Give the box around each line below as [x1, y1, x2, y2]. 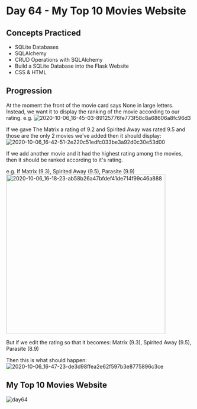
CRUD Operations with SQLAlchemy [14, 56, 103, 63]
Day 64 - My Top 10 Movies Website [6, 4, 186, 18]
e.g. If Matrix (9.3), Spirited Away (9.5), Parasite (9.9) [6, 167, 135, 175]
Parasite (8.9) [6, 345, 40, 352]
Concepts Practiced [6, 28, 81, 38]
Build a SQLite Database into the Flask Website [14, 62, 129, 69]
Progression [6, 86, 52, 96]
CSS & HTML [14, 69, 47, 75]
